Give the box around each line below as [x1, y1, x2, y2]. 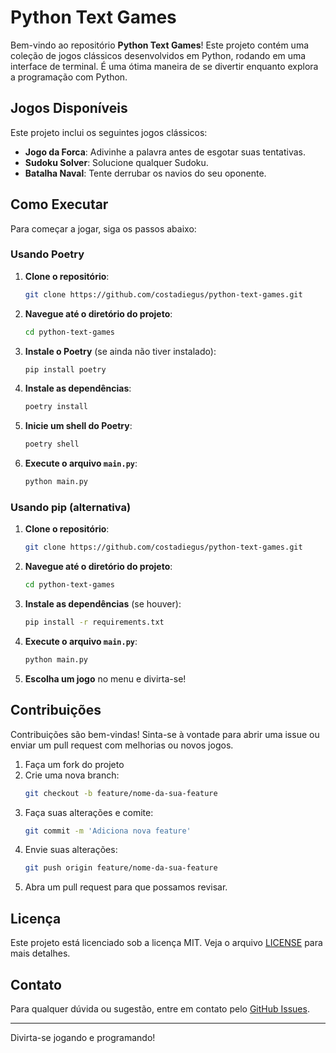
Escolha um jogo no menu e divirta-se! [24, 672, 187, 685]
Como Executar [10, 196, 109, 213]
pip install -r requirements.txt [24, 617, 165, 628]
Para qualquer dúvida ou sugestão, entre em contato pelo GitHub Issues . [10, 1002, 310, 1015]
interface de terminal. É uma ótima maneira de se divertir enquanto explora [10, 60, 319, 72]
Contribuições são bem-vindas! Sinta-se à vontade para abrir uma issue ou [10, 728, 320, 740]
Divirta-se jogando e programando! [10, 1031, 156, 1043]
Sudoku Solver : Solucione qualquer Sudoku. [24, 156, 209, 168]
